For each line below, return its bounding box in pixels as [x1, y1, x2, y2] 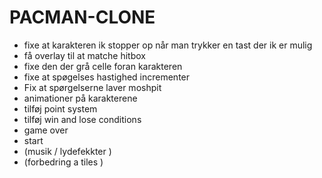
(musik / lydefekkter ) [23, 145, 112, 157]
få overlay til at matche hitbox [23, 49, 146, 61]
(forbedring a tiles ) [23, 156, 104, 168]
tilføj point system [23, 102, 98, 115]
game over [23, 124, 69, 136]
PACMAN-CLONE [9, 6, 156, 29]
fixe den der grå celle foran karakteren [23, 60, 183, 72]
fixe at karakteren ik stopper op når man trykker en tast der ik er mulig [23, 39, 313, 51]
